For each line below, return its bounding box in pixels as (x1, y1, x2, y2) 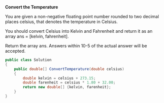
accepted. (5, 48, 26, 54)
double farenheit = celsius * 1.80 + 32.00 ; (23, 80, 116, 85)
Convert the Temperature (5, 4, 58, 10)
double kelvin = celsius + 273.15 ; (23, 76, 96, 81)
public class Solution (5, 58, 52, 62)
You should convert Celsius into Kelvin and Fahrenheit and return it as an (5, 28, 153, 34)
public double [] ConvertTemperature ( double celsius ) (14, 66, 125, 71)
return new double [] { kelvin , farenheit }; (23, 85, 111, 90)
